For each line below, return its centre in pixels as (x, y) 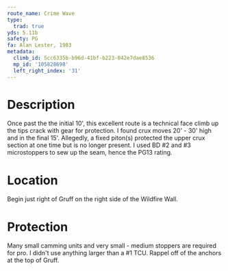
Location (33, 180)
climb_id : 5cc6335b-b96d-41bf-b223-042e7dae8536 (84, 58)
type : (15, 20)
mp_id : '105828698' (41, 64)
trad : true (29, 26)
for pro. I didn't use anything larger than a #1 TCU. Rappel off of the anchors (114, 253)
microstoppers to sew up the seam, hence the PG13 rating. (90, 153)
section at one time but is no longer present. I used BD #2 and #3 (99, 145)
